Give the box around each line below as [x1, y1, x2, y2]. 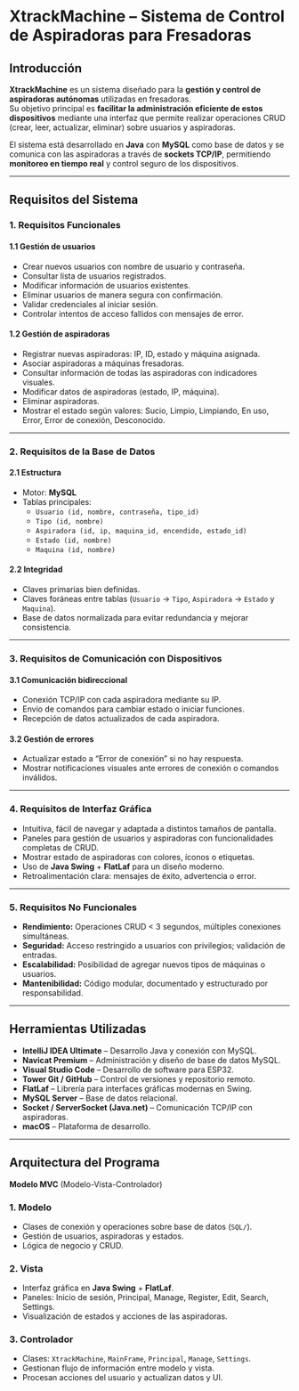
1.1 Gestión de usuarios [9, 240, 96, 251]
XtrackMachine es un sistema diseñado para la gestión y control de [9, 85, 261, 94]
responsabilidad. [21, 987, 84, 998]
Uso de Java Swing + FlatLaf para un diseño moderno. [21, 861, 225, 872]
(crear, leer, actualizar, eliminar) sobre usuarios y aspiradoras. [9, 122, 236, 133]
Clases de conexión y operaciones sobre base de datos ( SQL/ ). [21, 1221, 253, 1232]
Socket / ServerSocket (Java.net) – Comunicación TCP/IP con [21, 1102, 254, 1112]
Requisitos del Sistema [9, 192, 139, 207]
